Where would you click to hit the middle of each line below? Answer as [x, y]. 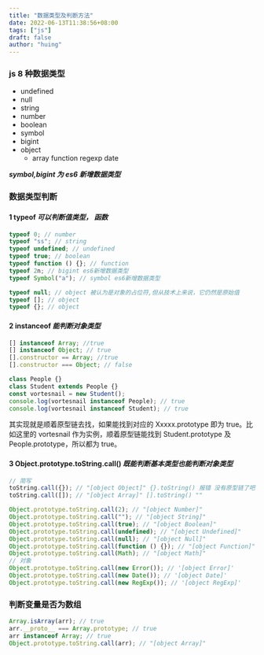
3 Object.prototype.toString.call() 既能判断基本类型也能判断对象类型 [121, 463]
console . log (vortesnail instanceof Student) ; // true [99, 409]
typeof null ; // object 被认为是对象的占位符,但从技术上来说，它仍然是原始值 [125, 292]
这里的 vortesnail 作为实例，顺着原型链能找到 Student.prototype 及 [123, 435]
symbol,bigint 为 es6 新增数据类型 [65, 175]
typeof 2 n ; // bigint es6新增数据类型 [69, 271]
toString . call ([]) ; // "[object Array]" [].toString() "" [106, 496]
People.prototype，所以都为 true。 [65, 444]
